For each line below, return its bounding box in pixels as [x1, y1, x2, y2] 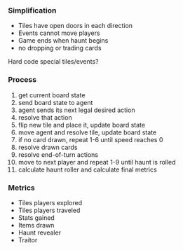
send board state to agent [18, 98, 93, 106]
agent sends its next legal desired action [18, 106, 135, 114]
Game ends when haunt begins [18, 36, 109, 45]
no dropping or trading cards [18, 44, 102, 53]
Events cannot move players [18, 29, 100, 37]
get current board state [18, 90, 86, 99]
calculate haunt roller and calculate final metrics [18, 165, 157, 174]
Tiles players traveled [18, 206, 81, 214]
